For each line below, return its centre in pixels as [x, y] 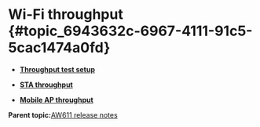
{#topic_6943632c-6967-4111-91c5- [130, 31]
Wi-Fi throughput [66, 15]
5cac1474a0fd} [59, 48]
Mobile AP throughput [57, 100]
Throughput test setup [57, 69]
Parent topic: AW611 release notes [63, 114]
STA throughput [46, 85]
